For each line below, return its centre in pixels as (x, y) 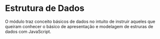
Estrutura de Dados (45, 8)
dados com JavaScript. (28, 31)
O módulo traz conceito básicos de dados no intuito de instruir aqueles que (80, 21)
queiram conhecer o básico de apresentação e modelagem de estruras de (79, 26)
